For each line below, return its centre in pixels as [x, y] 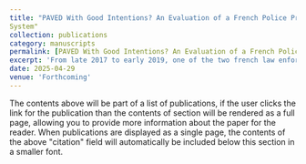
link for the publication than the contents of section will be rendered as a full [152, 113]
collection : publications [58, 35]
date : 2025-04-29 [42, 69]
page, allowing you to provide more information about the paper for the [143, 122]
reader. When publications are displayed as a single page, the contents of [148, 132]
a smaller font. [36, 151]
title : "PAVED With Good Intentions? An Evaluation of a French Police [148, 18]
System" [24, 26]
